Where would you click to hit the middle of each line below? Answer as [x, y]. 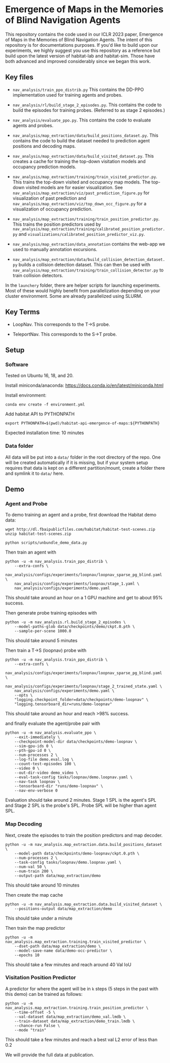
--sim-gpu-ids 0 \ [34, 746]
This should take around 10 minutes [42, 885]
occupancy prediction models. [44, 167]
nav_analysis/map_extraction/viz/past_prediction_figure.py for [81, 193]
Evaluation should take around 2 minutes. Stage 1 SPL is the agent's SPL [81, 800]
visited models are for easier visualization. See [74, 187]
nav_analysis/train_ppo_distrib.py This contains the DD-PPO [78, 89]
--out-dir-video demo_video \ [46, 773]
